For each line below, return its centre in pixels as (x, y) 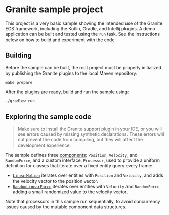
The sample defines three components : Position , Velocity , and (71, 155)
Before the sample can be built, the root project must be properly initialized (83, 67)
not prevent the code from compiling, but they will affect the (80, 139)
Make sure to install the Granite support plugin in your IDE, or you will (90, 129)
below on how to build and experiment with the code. (61, 40)
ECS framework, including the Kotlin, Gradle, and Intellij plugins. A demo (80, 28)
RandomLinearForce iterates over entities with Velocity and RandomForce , (87, 186)
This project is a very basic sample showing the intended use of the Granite (84, 23)
